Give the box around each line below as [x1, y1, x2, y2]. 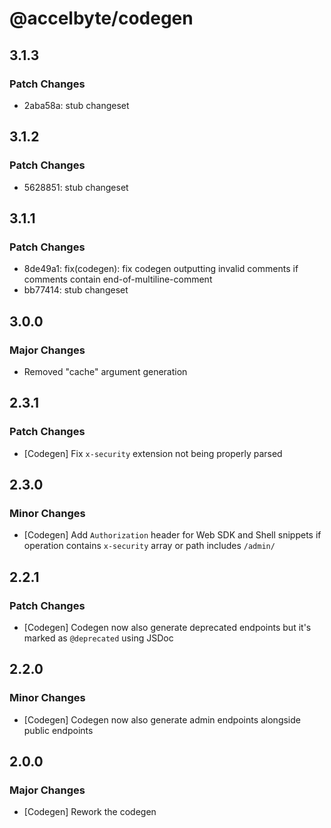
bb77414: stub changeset [23, 284, 129, 296]
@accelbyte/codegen [9, 7, 194, 30]
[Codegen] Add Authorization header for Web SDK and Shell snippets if [23, 529, 322, 541]
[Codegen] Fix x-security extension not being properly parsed [23, 447, 283, 459]
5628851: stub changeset [23, 181, 129, 193]
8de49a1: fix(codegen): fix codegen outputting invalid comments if [23, 263, 299, 275]
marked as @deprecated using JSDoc [23, 632, 174, 644]
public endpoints [23, 724, 94, 736]
